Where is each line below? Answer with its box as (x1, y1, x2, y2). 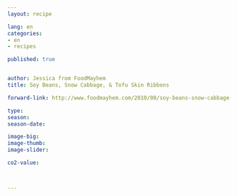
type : (7, 107, 23, 114)
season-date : (7, 120, 46, 128)
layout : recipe (7, 10, 52, 18)
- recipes (7, 43, 37, 50)
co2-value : (7, 159, 40, 166)
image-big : (7, 133, 40, 141)
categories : (7, 30, 42, 37)
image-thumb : (7, 140, 46, 147)
